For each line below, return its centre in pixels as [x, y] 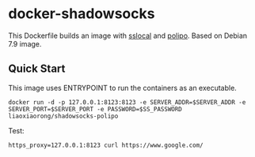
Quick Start [37, 69]
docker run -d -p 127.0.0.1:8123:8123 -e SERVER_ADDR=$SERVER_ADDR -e [127, 102]
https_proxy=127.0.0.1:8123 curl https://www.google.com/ [106, 145]
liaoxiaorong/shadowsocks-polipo [63, 116]
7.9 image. [25, 43]
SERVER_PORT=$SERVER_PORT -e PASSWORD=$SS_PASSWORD [95, 109]
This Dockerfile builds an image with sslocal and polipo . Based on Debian [128, 36]
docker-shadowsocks [82, 14]
